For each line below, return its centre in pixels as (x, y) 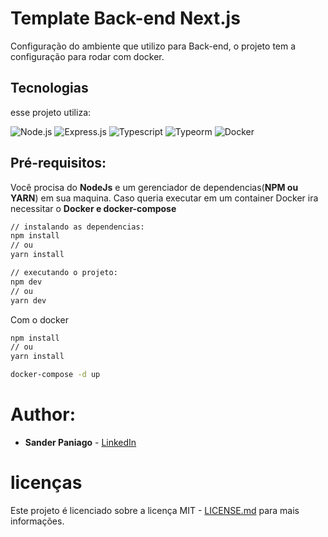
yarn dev (28, 300)
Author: (43, 414)
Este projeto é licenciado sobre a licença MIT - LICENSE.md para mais (155, 510)
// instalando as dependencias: (77, 227)
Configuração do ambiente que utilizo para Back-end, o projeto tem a (153, 46)
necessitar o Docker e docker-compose (93, 208)
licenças (46, 483)
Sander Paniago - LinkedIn (80, 442)
